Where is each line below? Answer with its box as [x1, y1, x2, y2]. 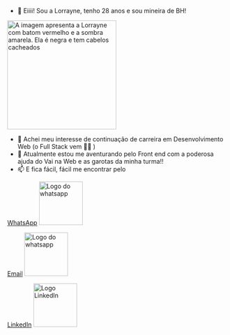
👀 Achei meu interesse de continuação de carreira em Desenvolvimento [17, 135, 224, 143]
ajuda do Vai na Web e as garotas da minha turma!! [17, 157, 164, 165]
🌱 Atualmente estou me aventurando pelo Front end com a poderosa [17, 150, 214, 158]
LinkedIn [7, 320, 32, 329]
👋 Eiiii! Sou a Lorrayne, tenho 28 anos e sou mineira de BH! [17, 7, 187, 15]
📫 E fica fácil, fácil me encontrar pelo [17, 165, 126, 173]
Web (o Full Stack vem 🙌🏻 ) [17, 143, 96, 150]
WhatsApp [7, 219, 38, 226]
